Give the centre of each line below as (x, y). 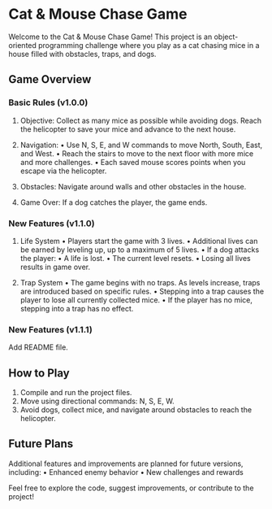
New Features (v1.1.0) (52, 223)
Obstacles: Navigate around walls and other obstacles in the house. (133, 186)
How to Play (39, 373)
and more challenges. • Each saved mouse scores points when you (133, 162)
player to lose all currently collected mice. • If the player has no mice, (136, 300)
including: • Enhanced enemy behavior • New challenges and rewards (126, 472)
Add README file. (39, 347)
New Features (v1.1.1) (51, 329)
